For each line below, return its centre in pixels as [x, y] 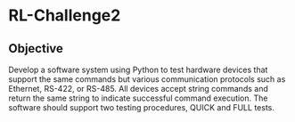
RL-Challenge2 [65, 16]
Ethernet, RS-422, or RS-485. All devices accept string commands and [138, 89]
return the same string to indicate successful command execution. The [138, 98]
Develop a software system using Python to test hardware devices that [138, 69]
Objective [36, 49]
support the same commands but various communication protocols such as [147, 79]
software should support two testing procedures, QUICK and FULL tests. [142, 107]
